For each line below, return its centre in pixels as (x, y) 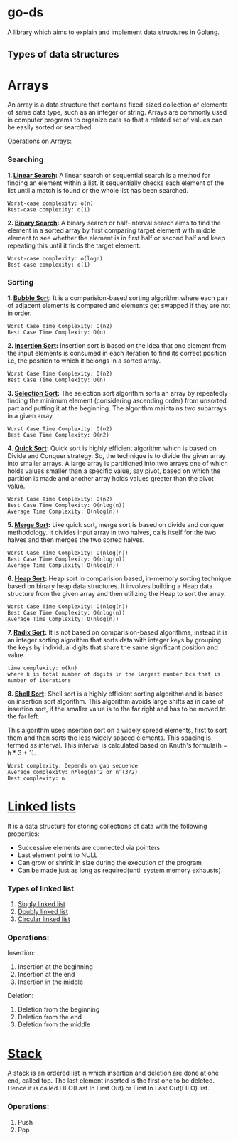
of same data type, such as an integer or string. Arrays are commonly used (117, 112)
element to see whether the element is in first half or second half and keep (116, 238)
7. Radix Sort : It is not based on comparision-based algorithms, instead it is (118, 632)
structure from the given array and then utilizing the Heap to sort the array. (117, 593)
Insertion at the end (46, 975)
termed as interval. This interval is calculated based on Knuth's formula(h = (118, 745)
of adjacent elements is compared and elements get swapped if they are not (119, 305)
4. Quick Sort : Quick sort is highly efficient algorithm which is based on (112, 448)
